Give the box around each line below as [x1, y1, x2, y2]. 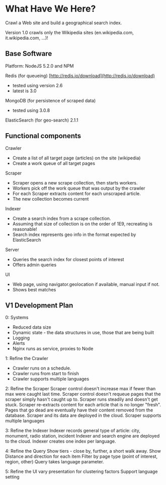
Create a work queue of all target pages [12, 160, 96, 166]
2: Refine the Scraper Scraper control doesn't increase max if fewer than [5, 386, 156, 392]
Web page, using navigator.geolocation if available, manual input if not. [12, 281, 160, 287]
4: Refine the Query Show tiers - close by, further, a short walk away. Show [5, 448, 161, 454]
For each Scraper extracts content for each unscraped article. [12, 190, 141, 197]
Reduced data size [12, 324, 51, 330]
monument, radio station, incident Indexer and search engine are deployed [5, 433, 160, 439]
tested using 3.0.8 [12, 107, 50, 113]
